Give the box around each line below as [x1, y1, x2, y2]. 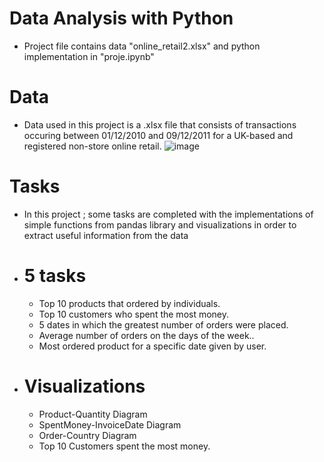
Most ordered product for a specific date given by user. [38, 340, 267, 352]
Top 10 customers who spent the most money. [38, 308, 230, 320]
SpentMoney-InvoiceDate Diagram [38, 418, 182, 431]
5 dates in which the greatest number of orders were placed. [38, 318, 289, 331]
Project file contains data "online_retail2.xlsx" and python [23, 40, 261, 52]
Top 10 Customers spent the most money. [38, 440, 211, 452]
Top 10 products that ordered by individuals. [38, 297, 221, 309]
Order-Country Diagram [38, 429, 137, 441]
